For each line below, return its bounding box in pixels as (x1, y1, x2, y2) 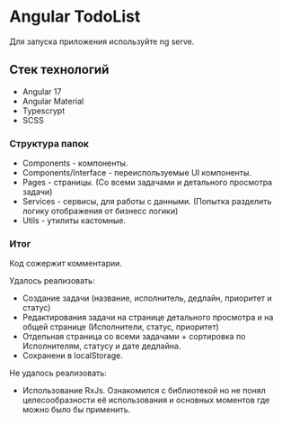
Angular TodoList (9, 6, 141, 27)
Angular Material (22, 95, 84, 106)
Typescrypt (22, 105, 66, 116)
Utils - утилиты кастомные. (22, 215, 127, 226)
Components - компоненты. (22, 158, 128, 168)
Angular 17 (22, 86, 62, 96)
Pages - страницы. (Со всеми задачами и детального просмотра (22, 177, 272, 188)
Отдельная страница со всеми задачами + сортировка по (22, 331, 246, 342)
